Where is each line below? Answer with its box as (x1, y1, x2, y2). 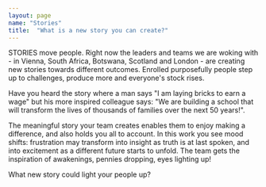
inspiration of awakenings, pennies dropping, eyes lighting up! (8, 155, 212, 164)
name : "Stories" (8, 19, 62, 27)
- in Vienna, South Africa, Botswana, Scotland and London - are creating (8, 56, 245, 66)
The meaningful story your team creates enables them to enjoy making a (8, 120, 246, 131)
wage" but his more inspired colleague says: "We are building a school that (8, 97, 254, 107)
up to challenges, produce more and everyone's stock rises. (8, 73, 205, 83)
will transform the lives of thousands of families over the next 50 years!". (8, 105, 245, 115)
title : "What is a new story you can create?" (8, 26, 169, 34)
